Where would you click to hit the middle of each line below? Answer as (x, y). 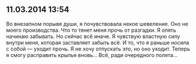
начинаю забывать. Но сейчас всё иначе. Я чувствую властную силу (93, 36)
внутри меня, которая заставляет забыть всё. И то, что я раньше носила (98, 42)
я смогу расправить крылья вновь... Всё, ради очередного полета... (92, 55)
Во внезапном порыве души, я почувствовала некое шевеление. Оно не (97, 23)
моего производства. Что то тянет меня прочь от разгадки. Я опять (91, 30)
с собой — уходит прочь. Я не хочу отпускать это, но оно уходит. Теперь (98, 49)
